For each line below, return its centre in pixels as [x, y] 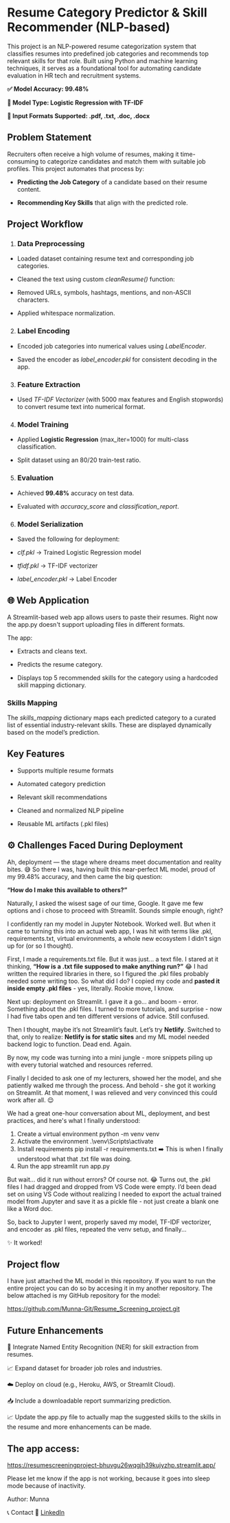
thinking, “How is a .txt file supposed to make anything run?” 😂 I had [107, 966]
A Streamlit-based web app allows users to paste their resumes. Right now [113, 617]
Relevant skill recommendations [62, 797]
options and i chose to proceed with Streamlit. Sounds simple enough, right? [115, 910]
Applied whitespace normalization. [66, 313]
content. [29, 189]
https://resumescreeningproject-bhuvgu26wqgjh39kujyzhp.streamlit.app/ [112, 1465]
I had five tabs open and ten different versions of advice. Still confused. [108, 1016]
